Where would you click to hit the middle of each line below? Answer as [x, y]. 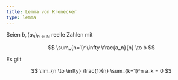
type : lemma [21, 17]
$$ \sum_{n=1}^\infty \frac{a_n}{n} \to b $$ [101, 48]
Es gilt [14, 59]
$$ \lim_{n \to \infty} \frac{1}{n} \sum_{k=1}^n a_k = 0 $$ [101, 71]
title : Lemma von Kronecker [42, 12]
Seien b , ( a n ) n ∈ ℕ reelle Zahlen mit [49, 35]
